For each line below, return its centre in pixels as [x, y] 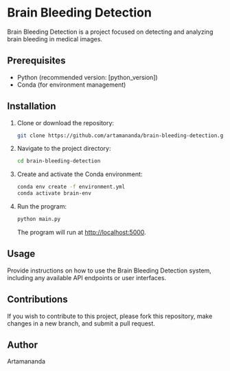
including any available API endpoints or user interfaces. [87, 277]
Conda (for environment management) [71, 85]
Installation [32, 106]
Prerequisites [36, 61]
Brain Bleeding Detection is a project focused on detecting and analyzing [110, 32]
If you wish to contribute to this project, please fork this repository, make [110, 316]
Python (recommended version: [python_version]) [87, 77]
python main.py [39, 219]
